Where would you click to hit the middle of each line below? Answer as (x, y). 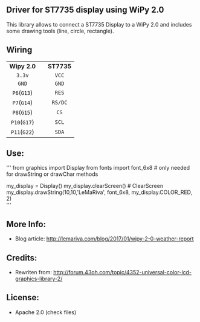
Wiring (19, 50)
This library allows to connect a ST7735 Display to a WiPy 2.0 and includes (99, 24)
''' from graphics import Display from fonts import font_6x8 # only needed (98, 168)
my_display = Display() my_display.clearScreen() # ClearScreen (85, 186)
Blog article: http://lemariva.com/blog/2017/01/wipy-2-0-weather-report (105, 239)
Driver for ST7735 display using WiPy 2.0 (85, 10)
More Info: (26, 224)
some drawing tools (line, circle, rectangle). (60, 31)
